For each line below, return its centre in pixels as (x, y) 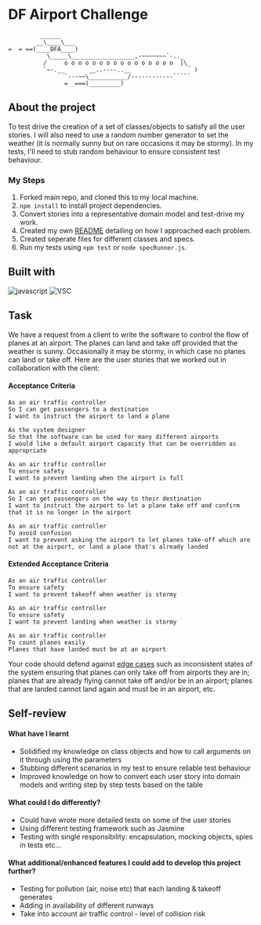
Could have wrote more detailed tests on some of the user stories (125, 820)
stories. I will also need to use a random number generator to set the (118, 134)
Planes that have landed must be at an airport (87, 649)
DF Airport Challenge (78, 15)
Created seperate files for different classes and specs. (107, 239)
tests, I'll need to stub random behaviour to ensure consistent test (114, 152)
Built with (32, 272)
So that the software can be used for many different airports (114, 437)
